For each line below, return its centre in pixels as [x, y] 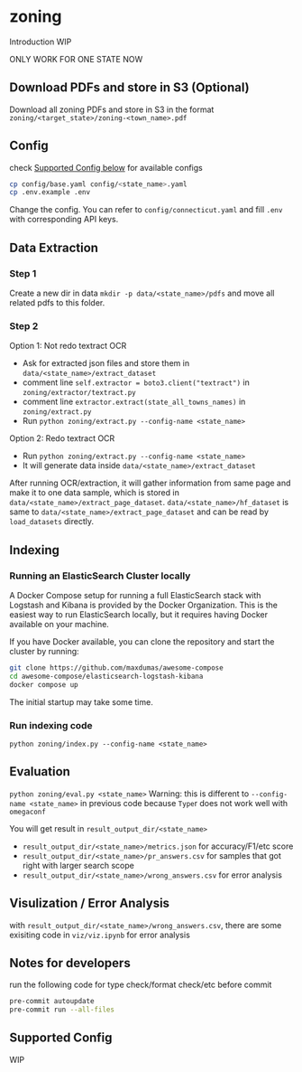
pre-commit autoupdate [52, 1001]
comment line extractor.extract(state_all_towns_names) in [134, 402]
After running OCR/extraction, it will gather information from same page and [150, 483]
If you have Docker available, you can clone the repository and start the [142, 641]
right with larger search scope [78, 865]
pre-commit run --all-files [62, 1010]
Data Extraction [54, 247]
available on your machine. [59, 624]
